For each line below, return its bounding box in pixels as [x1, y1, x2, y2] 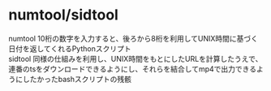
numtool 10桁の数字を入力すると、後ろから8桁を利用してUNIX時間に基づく [8, 33, 258, 43]
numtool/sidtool [8, 6, 119, 24]
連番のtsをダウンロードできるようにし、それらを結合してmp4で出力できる [8, 63, 257, 74]
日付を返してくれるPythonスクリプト [8, 43, 131, 54]
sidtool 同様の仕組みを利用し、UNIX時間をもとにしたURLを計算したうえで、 [8, 54, 263, 63]
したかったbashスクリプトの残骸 [22, 74, 132, 84]
